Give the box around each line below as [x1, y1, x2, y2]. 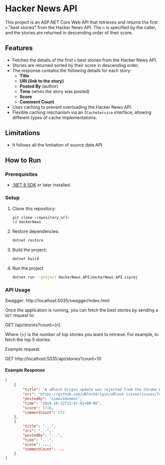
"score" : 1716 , [23, 405, 54, 410]
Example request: [5, 346, 41, 352]
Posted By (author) [19, 83, 58, 89]
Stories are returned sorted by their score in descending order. [12, 62, 139, 68]
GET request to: [5, 312, 35, 318]
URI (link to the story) [19, 78, 64, 84]
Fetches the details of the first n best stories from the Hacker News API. [12, 57, 158, 63]
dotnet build [12, 256, 39, 261]
